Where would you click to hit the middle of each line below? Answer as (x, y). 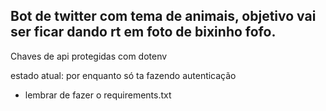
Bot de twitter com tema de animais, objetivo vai (163, 16)
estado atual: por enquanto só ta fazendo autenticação (123, 75)
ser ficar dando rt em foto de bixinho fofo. (143, 32)
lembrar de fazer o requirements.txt (98, 95)
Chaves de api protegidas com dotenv (89, 56)
